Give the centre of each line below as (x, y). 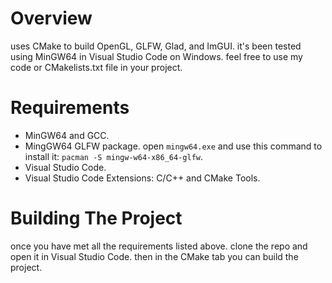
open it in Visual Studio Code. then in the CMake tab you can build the (154, 256)
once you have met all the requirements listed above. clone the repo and (159, 246)
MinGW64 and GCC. (67, 135)
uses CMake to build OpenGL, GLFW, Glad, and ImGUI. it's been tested (156, 46)
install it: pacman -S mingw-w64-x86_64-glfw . (113, 156)
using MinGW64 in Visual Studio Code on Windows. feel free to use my (156, 56)
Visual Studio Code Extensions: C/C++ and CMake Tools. (142, 178)
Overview (51, 18)
